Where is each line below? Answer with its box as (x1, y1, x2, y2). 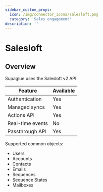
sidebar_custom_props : (5, 7, 52, 12)
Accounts (12, 156, 32, 162)
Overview (5, 62, 36, 71)
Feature (18, 88, 37, 95)
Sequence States (12, 177, 48, 183)
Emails (12, 166, 26, 172)
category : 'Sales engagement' (9, 16, 72, 21)
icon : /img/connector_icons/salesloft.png (9, 12, 99, 17)
